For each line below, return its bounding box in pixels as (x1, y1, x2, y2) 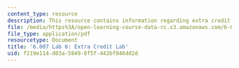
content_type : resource (7, 10, 78, 18)
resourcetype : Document (7, 37, 78, 44)
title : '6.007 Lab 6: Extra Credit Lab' (7, 43, 129, 50)
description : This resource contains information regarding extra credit (7, 17, 231, 24)
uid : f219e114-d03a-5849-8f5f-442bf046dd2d (7, 50, 139, 57)
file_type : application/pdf (7, 30, 91, 38)
